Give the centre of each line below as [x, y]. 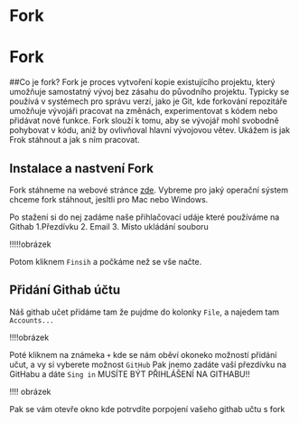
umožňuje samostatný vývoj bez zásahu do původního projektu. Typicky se [149, 92]
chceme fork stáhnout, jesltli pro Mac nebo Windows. [109, 199]
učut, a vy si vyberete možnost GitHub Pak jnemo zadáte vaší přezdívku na [148, 364]
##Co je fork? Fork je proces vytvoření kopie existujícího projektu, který [142, 82]
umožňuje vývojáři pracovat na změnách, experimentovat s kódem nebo [144, 111]
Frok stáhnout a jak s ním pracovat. [75, 140]
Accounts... [32, 320]
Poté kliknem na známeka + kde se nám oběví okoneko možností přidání [143, 354]
